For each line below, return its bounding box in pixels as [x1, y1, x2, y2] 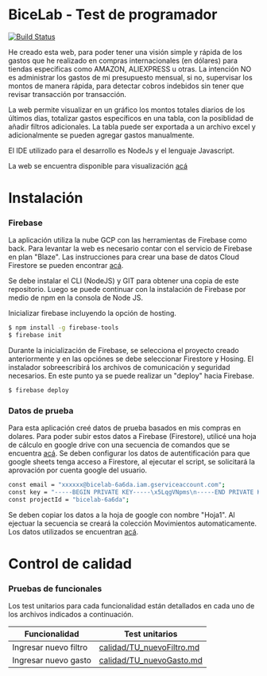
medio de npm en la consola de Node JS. [8, 293, 143, 303]
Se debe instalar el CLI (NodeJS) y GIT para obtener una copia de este [8, 276, 239, 286]
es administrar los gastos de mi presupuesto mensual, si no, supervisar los [8, 72, 253, 82]
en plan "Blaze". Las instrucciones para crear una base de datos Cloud [8, 252, 240, 262]
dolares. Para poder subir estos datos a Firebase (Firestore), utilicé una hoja [8, 432, 257, 441]
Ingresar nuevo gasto [12, 655, 91, 666]
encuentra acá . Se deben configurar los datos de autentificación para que [8, 449, 250, 458]
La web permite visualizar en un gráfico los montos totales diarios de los [8, 105, 246, 115]
